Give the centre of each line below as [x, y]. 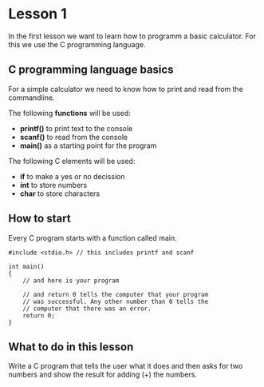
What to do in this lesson [71, 347]
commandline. [32, 98]
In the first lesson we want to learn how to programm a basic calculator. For [132, 36]
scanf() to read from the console [74, 137]
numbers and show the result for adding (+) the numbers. [103, 375]
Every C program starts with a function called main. [93, 237]
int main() [26, 266]
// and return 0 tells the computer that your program [116, 294]
